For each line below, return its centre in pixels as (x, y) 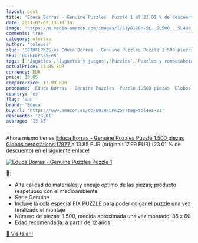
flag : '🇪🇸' (21, 99)
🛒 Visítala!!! (20, 234)
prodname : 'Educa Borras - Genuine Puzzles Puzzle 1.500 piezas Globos (99, 88)
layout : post (22, 12)
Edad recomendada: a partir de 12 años (62, 222)
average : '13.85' (27, 121)
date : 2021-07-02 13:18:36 (39, 22)
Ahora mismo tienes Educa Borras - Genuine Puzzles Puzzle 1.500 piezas (95, 138)
